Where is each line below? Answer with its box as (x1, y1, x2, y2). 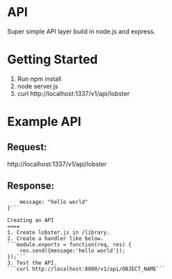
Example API (7, 114, 82, 129)
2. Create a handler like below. (7, 234, 104, 242)
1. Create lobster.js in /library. (7, 229, 110, 236)
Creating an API (7, 216, 54, 223)
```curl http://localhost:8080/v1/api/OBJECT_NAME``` (7, 265, 166, 272)
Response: (7, 180, 55, 192)
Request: (7, 141, 47, 153)
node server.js (17, 81, 59, 90)
